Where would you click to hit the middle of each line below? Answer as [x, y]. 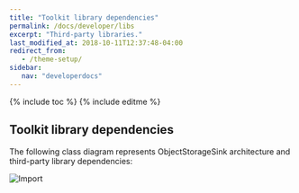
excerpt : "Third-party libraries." [76, 34]
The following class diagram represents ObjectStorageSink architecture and [150, 151]
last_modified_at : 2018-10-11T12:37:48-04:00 [96, 43]
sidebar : [26, 68]
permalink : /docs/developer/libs [72, 26]
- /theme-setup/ [52, 59]
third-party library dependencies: [71, 161]
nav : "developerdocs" [62, 76]
